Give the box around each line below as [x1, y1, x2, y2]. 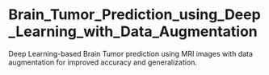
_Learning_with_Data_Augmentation [8, 22, 258, 41]
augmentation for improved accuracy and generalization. [8, 57, 198, 67]
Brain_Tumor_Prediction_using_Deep [8, 6, 261, 24]
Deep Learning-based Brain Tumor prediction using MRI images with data [8, 49, 253, 58]
